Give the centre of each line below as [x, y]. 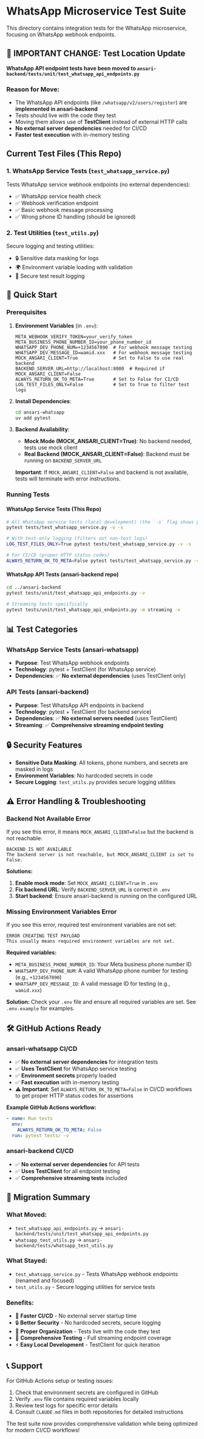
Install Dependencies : [43, 401]
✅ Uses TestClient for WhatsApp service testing [76, 1069]
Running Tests [28, 494]
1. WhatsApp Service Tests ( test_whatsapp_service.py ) [88, 171]
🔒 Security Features [44, 745]
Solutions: [20, 871]
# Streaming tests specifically [47, 604]
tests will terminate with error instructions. [68, 479]
